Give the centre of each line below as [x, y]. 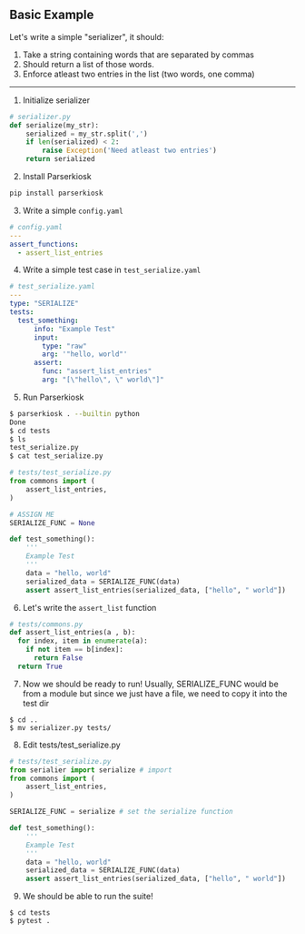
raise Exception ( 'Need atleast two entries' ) [130, 151]
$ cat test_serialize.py [56, 456]
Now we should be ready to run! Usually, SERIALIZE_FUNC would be [150, 684]
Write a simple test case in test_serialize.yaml [112, 270]
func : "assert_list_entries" [97, 371]
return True [40, 666]
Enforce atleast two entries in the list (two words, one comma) [139, 74]
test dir [36, 703]
